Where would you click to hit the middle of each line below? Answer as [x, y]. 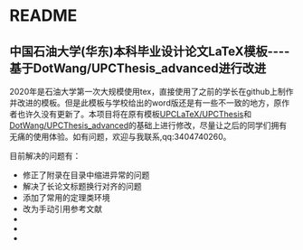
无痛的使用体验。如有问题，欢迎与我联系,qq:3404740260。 [120, 137]
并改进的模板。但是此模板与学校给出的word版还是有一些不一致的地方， [142, 103]
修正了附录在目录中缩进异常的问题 [86, 175]
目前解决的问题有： [45, 156]
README [43, 16]
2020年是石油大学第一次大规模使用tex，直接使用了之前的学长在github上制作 [151, 92]
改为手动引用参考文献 [62, 209]
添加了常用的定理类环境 [66, 198]
